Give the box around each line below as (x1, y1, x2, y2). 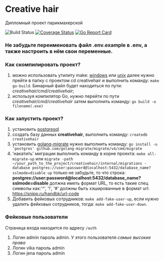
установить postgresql (12, 126, 59, 132)
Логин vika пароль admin (12, 245, 65, 251)
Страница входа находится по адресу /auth (5, 224, 97, 230)
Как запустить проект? (5, 115, 64, 122)
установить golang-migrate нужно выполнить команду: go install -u (12, 141, 158, 147)
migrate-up (12, 157, 35, 162)
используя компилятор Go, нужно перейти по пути (12, 93, 119, 99)
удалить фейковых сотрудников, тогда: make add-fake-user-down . (12, 201, 147, 207)
